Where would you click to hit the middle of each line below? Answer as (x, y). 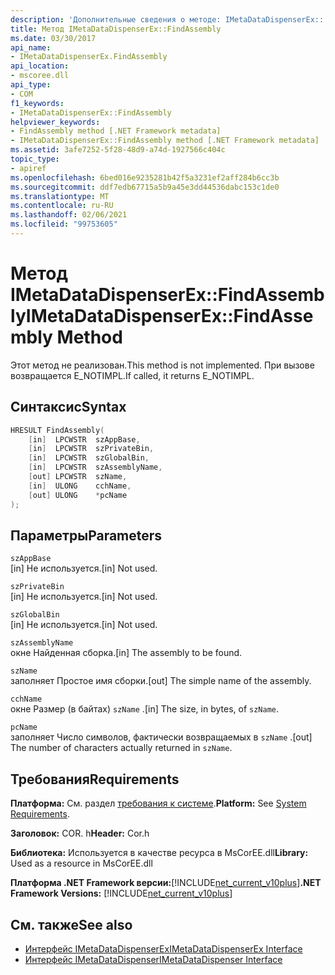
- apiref (28, 168)
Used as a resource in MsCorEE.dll (81, 863)
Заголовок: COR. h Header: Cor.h (80, 833)
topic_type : (35, 159)
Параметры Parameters (86, 535)
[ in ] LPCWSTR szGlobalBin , (89, 458)
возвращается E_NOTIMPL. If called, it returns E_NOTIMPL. (132, 375)
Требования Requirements (95, 779)
